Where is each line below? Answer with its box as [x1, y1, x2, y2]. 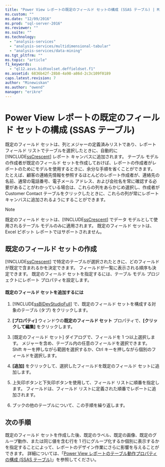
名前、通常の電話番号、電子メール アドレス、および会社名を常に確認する [5, 178, 153, 184]
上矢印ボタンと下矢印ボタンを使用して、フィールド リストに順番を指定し [12, 380, 160, 385]
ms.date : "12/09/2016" [5, 16, 52, 21]
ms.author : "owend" [5, 84, 45, 90]
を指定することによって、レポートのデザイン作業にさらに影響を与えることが [5, 444, 160, 450]
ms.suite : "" [5, 30, 32, 35]
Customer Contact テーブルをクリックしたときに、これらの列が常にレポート [5, 191, 160, 196]
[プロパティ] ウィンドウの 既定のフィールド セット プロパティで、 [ [12, 318, 145, 324]
